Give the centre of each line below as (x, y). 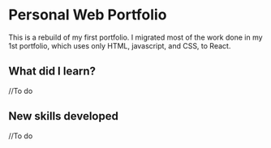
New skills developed (64, 116)
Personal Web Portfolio (88, 15)
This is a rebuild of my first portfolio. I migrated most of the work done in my (135, 37)
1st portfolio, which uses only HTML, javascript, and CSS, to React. (120, 45)
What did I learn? (52, 72)
